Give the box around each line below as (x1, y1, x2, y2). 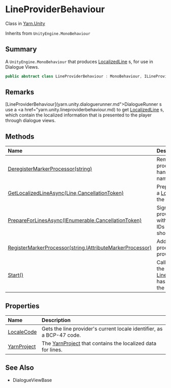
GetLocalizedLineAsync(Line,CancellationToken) (8, 190, 124, 197)
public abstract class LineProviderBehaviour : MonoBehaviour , (5, 74, 142, 79)
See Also (5, 364, 34, 372)
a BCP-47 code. (41, 332, 81, 339)
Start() (8, 272, 24, 279)
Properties (5, 302, 40, 310)
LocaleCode (8, 329, 37, 336)
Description (41, 317, 71, 324)
